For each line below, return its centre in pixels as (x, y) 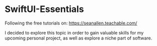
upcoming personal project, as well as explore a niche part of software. (78, 38)
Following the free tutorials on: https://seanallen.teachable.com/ (71, 23)
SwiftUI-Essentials (44, 9)
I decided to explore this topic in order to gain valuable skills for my (74, 32)
